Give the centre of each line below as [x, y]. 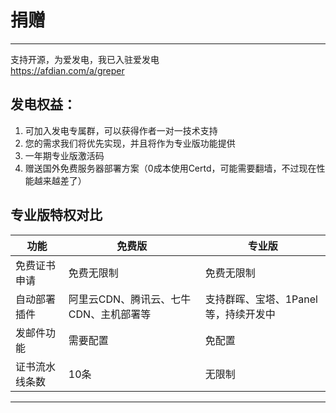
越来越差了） [60, 180]
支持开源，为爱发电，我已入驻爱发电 [85, 59]
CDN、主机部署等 [110, 314]
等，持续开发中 [240, 314]
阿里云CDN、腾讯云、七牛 [130, 299]
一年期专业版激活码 [64, 155]
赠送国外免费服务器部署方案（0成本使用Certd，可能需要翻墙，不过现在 [170, 168]
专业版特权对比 [56, 215]
